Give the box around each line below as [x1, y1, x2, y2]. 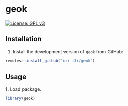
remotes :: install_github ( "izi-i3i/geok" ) [5, 58, 95, 63]
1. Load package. [5, 86, 42, 92]
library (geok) [5, 96, 36, 101]
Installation [5, 35, 42, 44]
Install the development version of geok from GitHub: [12, 48, 124, 54]
